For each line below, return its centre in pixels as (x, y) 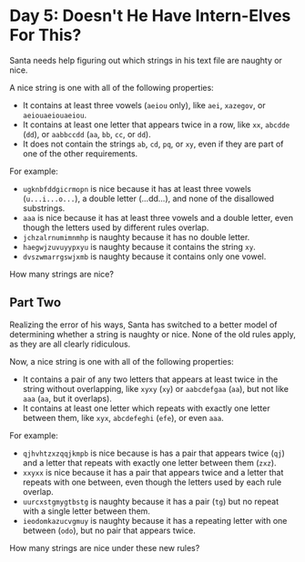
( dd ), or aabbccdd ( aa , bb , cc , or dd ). (87, 134)
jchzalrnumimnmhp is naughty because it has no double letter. (136, 236)
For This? (46, 35)
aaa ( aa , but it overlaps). (67, 398)
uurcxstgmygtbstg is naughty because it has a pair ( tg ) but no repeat (151, 501)
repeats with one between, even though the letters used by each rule (152, 482)
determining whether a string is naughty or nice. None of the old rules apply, (152, 334)
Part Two (36, 302)
